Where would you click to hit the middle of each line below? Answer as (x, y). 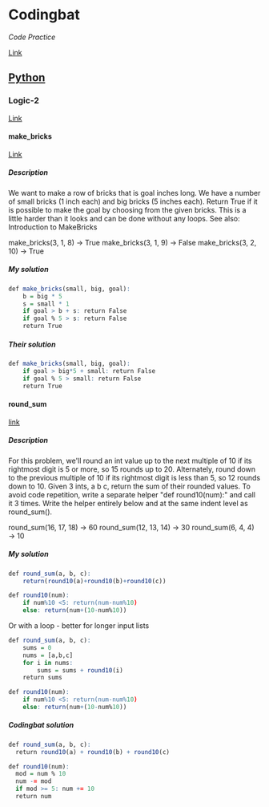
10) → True (26, 251)
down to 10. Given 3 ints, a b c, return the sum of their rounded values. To (129, 486)
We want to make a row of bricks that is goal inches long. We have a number (134, 193)
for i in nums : (48, 663)
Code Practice (32, 37)
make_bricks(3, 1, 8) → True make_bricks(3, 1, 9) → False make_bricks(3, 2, (132, 242)
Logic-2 (24, 100)
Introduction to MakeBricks (53, 227)
